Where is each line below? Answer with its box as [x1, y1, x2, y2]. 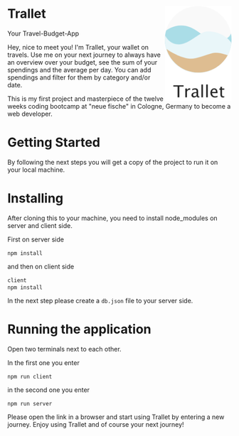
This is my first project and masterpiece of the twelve [7, 94, 164, 103]
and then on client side [7, 262, 75, 271]
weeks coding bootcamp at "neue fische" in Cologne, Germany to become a [7, 102, 231, 110]
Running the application [7, 322, 152, 337]
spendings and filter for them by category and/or [7, 73, 151, 82]
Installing [7, 190, 64, 207]
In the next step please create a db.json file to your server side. [7, 296, 193, 305]
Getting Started [7, 134, 101, 151]
